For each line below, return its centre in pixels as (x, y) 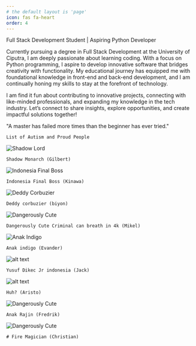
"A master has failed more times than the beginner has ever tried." (88, 126)
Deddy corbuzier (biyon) (37, 204)
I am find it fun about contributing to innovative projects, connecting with (96, 95)
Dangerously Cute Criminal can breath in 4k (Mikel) (73, 226)
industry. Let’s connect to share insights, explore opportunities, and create (98, 108)
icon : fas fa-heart (31, 17)
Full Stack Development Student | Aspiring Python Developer (81, 40)
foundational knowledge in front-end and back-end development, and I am (98, 77)
